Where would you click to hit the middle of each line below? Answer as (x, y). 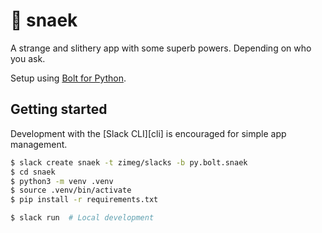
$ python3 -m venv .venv (62, 181)
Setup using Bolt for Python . (68, 78)
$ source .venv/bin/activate (71, 190)
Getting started (59, 109)
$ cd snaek (33, 172)
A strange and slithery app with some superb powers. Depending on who (161, 48)
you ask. (28, 58)
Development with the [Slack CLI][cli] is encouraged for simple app (148, 133)
